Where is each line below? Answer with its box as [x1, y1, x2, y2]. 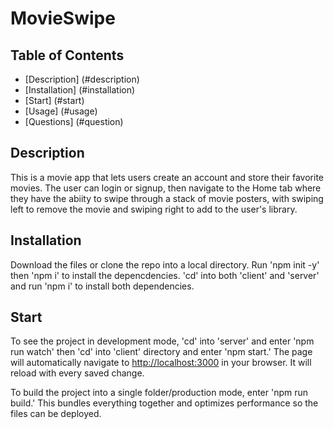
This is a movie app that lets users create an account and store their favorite [10, 171, 324, 183]
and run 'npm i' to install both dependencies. [10, 280, 195, 292]
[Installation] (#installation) [24, 84, 136, 96]
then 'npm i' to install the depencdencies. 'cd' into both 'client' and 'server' [10, 269, 320, 281]
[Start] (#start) [24, 95, 85, 106]
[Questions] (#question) [24, 116, 124, 127]
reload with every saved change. [10, 367, 145, 379]
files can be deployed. [10, 408, 102, 420]
